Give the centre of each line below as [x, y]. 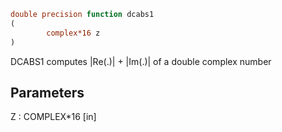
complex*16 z [73, 33]
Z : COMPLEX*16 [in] [53, 117]
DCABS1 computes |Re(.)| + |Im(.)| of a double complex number [141, 61]
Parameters [47, 92]
